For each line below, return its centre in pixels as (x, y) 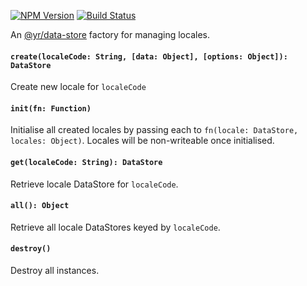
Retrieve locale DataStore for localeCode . (94, 184)
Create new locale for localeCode (78, 87)
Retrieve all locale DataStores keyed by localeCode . (115, 227)
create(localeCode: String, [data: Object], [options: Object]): (149, 56)
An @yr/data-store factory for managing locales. (110, 34)
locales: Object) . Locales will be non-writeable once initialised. (142, 141)
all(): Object (40, 206)
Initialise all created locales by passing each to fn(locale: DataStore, (154, 130)
